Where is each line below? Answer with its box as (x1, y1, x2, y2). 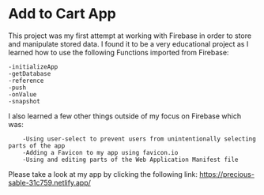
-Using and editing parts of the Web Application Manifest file (22, 156, 239, 163)
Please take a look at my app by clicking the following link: (8, 169, 198, 178)
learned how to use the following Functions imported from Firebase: (8, 47, 229, 57)
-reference (8, 77, 44, 84)
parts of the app (8, 141, 66, 150)
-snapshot (8, 97, 41, 105)
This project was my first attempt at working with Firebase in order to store (8, 31, 251, 40)
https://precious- (198, 169, 255, 178)
